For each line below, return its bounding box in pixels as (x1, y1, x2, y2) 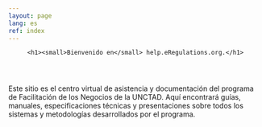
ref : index (8, 27, 45, 35)
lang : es (8, 19, 38, 27)
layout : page (8, 11, 52, 20)
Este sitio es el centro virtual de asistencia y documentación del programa (8, 84, 254, 93)
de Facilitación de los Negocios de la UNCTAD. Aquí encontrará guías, (8, 92, 241, 102)
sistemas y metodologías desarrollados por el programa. (8, 109, 196, 119)
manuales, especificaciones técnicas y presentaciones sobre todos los (8, 101, 244, 111)
